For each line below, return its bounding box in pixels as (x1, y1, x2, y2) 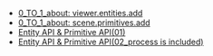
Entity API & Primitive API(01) (17, 27, 126, 37)
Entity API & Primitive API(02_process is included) (17, 36, 204, 47)
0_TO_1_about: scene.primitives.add (17, 17, 151, 28)
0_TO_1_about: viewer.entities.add (17, 8, 143, 18)
